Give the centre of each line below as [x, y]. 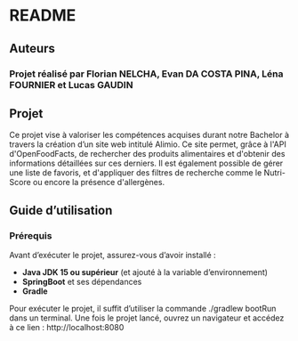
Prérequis [31, 235]
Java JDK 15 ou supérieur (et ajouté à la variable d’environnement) [145, 272]
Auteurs [32, 49]
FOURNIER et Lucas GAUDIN [71, 85]
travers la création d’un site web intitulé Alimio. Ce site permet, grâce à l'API [148, 144]
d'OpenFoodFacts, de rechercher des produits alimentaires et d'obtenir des [147, 154]
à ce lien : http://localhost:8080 [67, 327]
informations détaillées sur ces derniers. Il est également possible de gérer [146, 163]
